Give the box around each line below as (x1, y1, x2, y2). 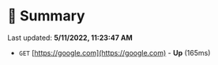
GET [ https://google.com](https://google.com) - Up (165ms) (18, 48, 211, 57)
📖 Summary (7, 7, 85, 25)
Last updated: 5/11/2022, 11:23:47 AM (7, 33, 133, 42)
